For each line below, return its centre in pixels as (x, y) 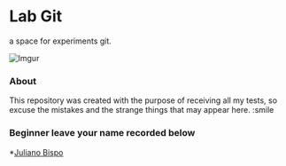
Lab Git (36, 16)
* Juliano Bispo (36, 152)
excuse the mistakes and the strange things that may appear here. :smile (142, 110)
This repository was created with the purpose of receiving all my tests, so (143, 100)
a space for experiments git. (61, 41)
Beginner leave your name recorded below (102, 133)
